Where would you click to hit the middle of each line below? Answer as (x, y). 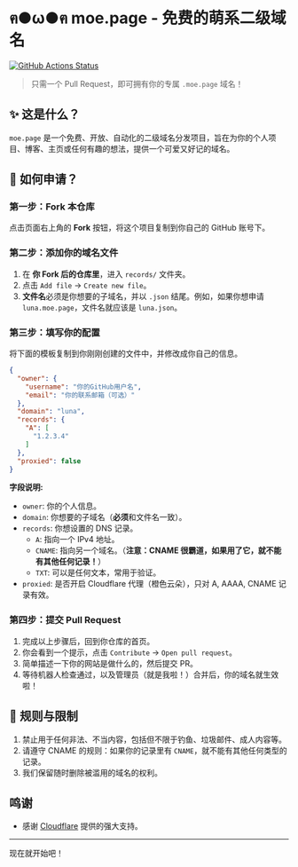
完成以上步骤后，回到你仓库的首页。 (88, 641)
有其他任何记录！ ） (71, 562)
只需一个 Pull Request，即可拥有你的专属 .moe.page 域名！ (137, 83)
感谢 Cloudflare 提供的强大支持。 (82, 826)
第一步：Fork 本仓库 (52, 207)
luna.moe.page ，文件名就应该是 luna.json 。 (102, 307)
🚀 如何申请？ (43, 180)
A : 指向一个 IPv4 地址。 (77, 540)
